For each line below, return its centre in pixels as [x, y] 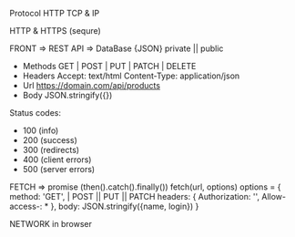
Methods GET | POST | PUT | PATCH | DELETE [109, 66]
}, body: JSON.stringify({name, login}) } [125, 206]
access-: [26, 206]
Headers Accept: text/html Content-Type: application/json [131, 76]
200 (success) [50, 140]
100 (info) [41, 130]
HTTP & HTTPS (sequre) [56, 31]
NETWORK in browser [51, 224]
